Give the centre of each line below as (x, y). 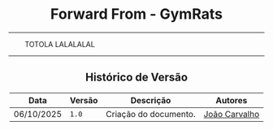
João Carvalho (232, 114)
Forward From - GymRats (136, 14)
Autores (231, 100)
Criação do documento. (151, 114)
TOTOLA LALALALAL (59, 44)
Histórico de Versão (136, 78)
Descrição (151, 100)
